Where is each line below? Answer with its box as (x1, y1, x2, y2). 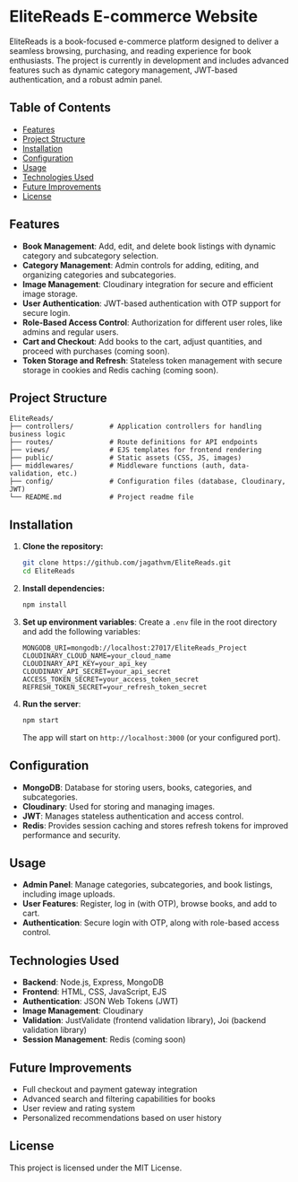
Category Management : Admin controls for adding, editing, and (21, 259, 260, 270)
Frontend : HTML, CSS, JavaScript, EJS (21, 986, 167, 997)
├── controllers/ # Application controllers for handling (9, 422, 262, 432)
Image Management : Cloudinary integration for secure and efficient (21, 278, 274, 289)
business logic (9, 430, 66, 439)
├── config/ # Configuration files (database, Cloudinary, (9, 477, 286, 486)
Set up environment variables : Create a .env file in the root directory (21, 617, 277, 627)
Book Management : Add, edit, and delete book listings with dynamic (21, 241, 276, 251)
